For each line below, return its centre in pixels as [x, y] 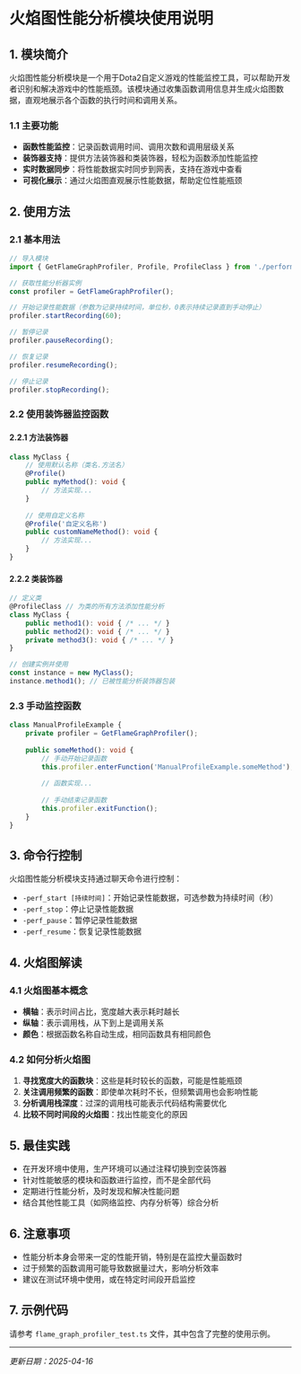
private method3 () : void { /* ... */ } [100, 640]
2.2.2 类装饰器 [36, 578]
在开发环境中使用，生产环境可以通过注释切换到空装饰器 [124, 1169]
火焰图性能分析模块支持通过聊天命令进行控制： [95, 879]
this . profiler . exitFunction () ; [100, 808]
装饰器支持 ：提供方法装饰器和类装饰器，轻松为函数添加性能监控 [140, 158]
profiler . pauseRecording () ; [62, 341]
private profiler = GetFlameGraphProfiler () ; [112, 734]
